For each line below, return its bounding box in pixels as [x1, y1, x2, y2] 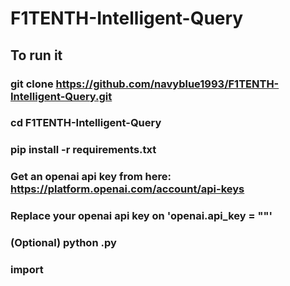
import [10, 263, 44, 277]
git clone [10, 77, 54, 91]
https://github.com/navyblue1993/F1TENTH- [55, 77, 280, 91]
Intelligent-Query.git [10, 89, 113, 103]
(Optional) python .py [10, 236, 117, 250]
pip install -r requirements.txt [10, 143, 157, 157]
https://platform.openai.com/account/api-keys [10, 182, 245, 196]
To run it [10, 47, 63, 64]
